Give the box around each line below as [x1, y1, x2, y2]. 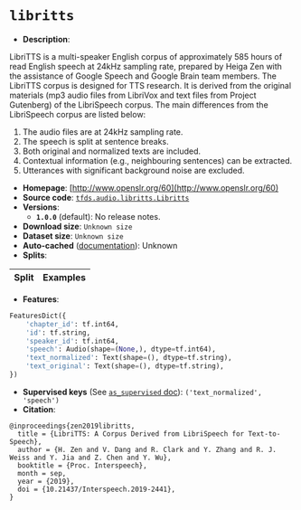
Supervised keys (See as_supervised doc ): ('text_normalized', [22, 386, 262, 397]
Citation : [22, 403, 56, 414]
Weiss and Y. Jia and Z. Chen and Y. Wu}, [9, 453, 172, 462]
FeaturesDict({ [9, 311, 67, 320]
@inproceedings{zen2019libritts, [9, 421, 136, 430]
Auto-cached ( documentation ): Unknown [22, 240, 178, 250]
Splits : [22, 250, 48, 260]
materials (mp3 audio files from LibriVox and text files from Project [9, 90, 257, 100]
